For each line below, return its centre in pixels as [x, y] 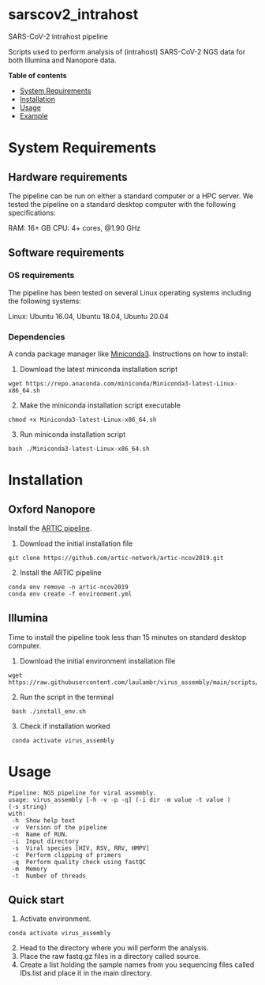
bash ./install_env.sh [49, 711]
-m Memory [29, 869]
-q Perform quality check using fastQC [79, 862]
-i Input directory [45, 841]
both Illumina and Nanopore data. [62, 60]
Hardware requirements [68, 177]
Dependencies [37, 336]
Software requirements [66, 253]
